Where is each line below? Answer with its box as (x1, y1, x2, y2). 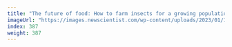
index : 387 (7, 23, 39, 30)
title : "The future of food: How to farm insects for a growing (7, 10, 196, 17)
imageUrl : (7, 17, 36, 23)
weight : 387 (7, 29, 41, 37)
